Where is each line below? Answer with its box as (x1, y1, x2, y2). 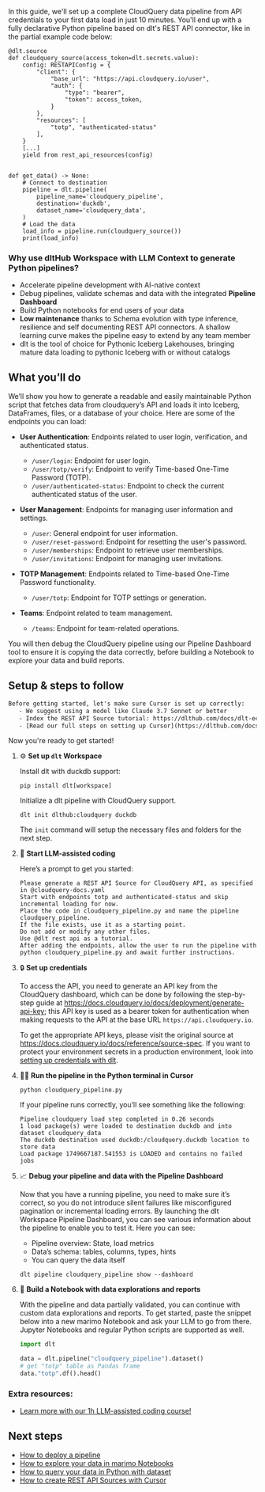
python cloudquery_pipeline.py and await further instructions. (19, 949, 236, 957)
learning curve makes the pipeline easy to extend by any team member (19, 331, 251, 340)
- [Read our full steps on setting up (18, 722, 147, 730)
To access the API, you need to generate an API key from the (19, 981, 218, 991)
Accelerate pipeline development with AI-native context (19, 280, 201, 290)
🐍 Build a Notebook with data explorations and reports (19, 1285, 201, 1294)
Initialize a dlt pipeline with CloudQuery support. (19, 795, 177, 806)
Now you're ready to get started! (8, 736, 114, 746)
